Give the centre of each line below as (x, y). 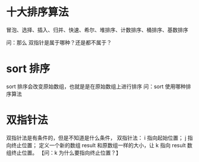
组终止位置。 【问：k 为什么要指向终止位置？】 (64, 152)
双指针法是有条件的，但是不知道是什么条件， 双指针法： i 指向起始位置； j (96, 138)
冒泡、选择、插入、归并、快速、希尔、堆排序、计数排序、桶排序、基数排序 (97, 30)
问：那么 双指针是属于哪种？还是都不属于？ (59, 42)
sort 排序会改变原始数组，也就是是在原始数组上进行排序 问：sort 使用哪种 (96, 86)
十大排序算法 (38, 12)
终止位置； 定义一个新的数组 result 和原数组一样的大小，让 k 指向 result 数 (102, 145)
